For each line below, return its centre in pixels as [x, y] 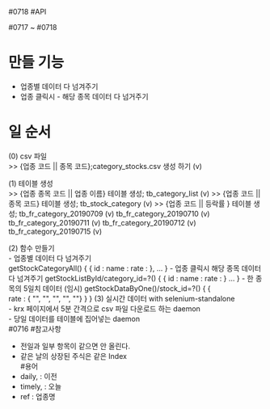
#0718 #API [27, 12]
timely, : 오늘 [41, 386]
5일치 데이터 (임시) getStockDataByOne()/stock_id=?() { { [117, 288]
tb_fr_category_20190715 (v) [55, 231]
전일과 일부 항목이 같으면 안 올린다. [75, 346]
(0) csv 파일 [27, 156]
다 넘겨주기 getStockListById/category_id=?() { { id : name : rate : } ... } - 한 [131, 278]
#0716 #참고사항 [35, 329]
